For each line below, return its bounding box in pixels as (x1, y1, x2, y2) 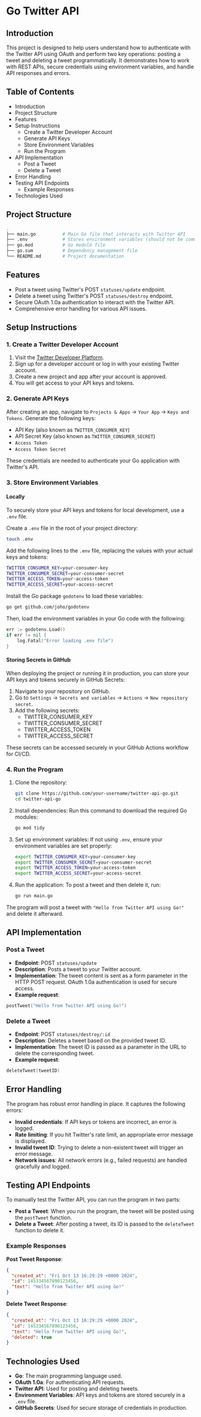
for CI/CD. (6, 750, 31, 757)
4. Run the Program (6, 765, 64, 774)
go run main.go (14, 893, 53, 899)
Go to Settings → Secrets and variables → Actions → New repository (14, 694, 188, 701)
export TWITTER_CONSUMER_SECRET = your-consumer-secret (14, 859, 152, 865)
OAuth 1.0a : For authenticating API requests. (14, 1379, 126, 1386)
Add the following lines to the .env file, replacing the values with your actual (6, 547, 193, 554)
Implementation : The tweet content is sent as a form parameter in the (14, 972, 188, 979)
